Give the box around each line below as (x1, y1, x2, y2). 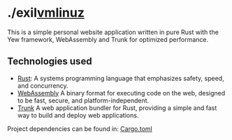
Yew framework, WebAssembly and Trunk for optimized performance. (7, 35, 208, 43)
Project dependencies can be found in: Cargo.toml (7, 124, 152, 133)
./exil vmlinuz (7, 5, 85, 21)
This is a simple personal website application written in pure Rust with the (7, 28, 219, 36)
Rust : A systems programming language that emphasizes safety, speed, (17, 74, 225, 82)
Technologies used (7, 56, 92, 68)
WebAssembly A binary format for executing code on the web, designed (17, 88, 226, 97)
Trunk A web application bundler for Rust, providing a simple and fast (17, 103, 217, 112)
